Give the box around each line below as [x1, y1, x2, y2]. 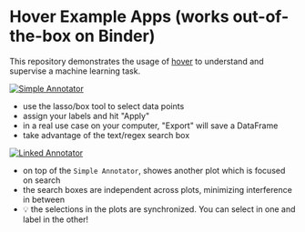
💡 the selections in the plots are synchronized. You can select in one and [22, 203, 296, 215]
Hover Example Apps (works [9, 6, 229, 27]
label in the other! [22, 214, 89, 225]
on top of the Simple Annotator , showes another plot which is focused [22, 165, 286, 176]
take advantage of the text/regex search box [22, 129, 190, 140]
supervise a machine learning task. [9, 66, 141, 76]
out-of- [232, 6, 290, 27]
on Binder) [74, 25, 156, 46]
